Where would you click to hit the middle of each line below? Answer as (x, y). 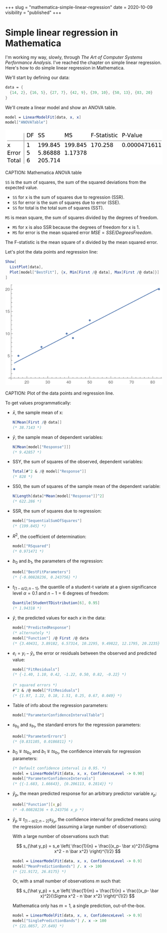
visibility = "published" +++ (33, 12)
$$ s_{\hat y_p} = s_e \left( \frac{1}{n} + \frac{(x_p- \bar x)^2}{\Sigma (87, 846)
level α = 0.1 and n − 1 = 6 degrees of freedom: (61, 593)
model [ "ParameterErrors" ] (39, 736)
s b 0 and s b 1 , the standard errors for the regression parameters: (77, 725)
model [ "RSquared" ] (31, 546)
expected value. (22, 187)
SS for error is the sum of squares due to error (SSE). (66, 202)
